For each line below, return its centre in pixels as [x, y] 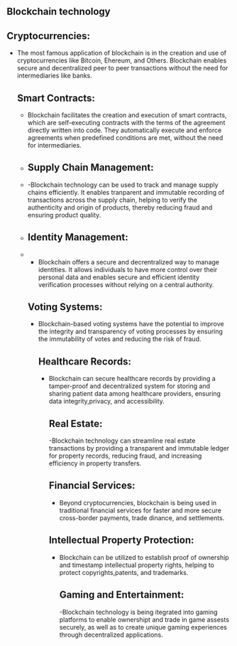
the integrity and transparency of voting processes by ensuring [130, 332]
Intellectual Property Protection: [121, 540]
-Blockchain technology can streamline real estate [122, 441]
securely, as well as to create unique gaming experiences [143, 627]
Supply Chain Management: [90, 167]
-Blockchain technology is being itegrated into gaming [138, 612]
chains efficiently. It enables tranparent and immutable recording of [126, 192]
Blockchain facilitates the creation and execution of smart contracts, [127, 115]
